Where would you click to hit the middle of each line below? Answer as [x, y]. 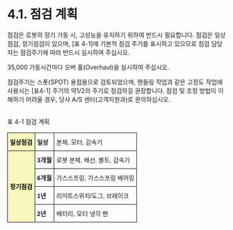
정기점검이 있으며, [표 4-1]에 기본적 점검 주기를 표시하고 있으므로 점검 [116, 43]
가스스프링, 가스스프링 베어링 [96, 178]
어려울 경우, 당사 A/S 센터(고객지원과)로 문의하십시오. [98, 99]
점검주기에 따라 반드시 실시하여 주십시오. [75, 52]
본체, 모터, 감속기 [80, 142]
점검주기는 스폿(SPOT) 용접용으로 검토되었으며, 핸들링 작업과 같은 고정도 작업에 [115, 82]
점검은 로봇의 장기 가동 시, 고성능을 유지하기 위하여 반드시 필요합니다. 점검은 [110, 35]
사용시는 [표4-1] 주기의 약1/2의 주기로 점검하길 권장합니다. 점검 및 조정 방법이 [112, 91]
